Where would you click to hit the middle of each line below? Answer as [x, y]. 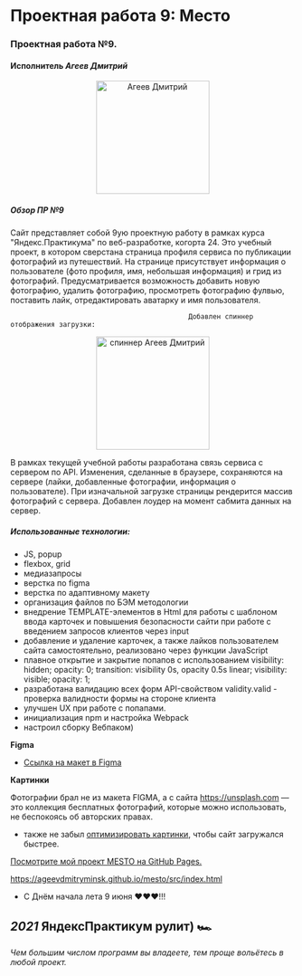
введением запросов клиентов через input [106, 631]
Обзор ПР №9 [37, 210]
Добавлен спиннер [221, 317]
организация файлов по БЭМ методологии [106, 602]
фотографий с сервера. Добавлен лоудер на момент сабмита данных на [151, 501]
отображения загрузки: [53, 325]
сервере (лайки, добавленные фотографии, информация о [123, 482]
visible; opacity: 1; [57, 679]
